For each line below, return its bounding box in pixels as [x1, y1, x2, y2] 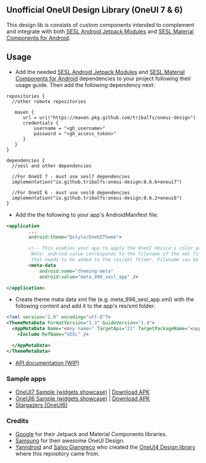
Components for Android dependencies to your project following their [15, 75, 191, 82]
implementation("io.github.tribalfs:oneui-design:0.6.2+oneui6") [12, 195, 183, 201]
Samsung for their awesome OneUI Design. [15, 437, 124, 445]
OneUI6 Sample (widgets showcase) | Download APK [15, 394, 150, 402]
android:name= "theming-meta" [39, 268, 114, 274]
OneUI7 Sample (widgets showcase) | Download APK [15, 388, 150, 396]
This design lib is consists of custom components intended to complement [6, 21, 194, 28]
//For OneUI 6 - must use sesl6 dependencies [12, 189, 131, 195]
